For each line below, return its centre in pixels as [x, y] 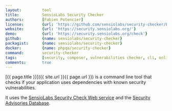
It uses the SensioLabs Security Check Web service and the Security [78, 98]
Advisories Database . [28, 103]
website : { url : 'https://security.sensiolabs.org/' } [71, 29]
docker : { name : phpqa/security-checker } [58, 48]
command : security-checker [42, 53]
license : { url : [29, 24]
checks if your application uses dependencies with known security [76, 82]
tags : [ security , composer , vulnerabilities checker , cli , [81, 58]
